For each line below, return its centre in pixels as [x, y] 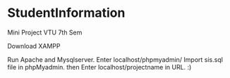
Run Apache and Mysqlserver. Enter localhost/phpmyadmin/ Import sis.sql [115, 59]
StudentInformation [66, 13]
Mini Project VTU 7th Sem [45, 32]
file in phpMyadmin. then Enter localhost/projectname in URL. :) [99, 67]
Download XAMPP [34, 46]
